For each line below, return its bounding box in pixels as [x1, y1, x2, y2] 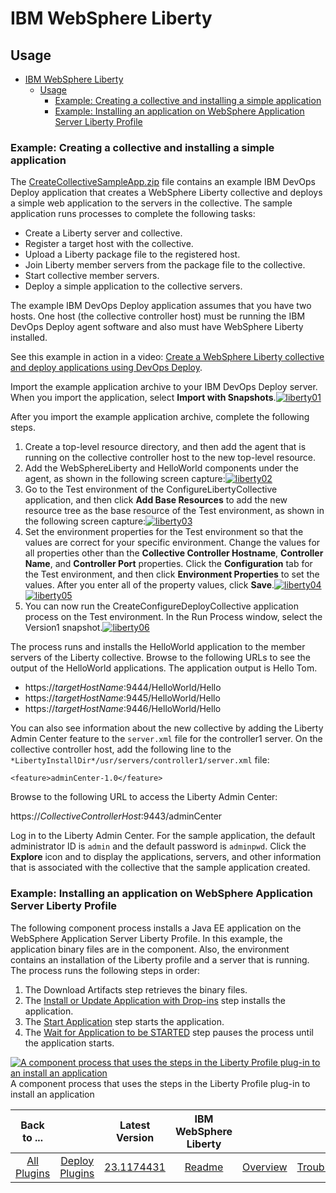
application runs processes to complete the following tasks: [10, 208, 256, 220]
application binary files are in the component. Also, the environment [10, 943, 290, 955]
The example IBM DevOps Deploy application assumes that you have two [10, 300, 312, 312]
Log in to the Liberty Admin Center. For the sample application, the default [10, 830, 316, 842]
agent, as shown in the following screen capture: [24, 473, 226, 485]
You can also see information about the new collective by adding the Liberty [10, 722, 324, 734]
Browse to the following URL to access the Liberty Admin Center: [10, 791, 278, 803]
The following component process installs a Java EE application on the [10, 922, 302, 934]
